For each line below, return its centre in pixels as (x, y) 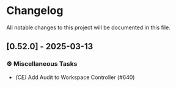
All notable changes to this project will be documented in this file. (89, 27)
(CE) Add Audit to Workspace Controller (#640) (75, 77)
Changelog (35, 11)
